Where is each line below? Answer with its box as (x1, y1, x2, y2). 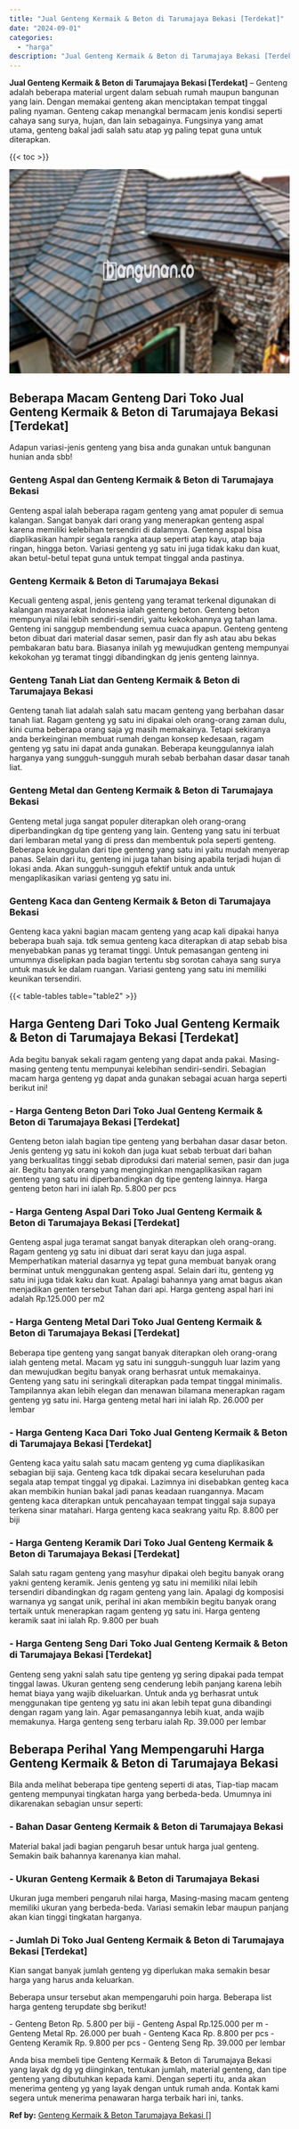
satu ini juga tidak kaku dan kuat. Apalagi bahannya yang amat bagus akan (9, 1274, 283, 1286)
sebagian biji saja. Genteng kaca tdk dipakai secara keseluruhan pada (9, 1467, 265, 1477)
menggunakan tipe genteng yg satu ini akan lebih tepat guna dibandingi (9, 1697, 272, 1708)
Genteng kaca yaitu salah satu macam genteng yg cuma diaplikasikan (9, 1457, 265, 1468)
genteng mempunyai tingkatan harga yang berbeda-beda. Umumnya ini (9, 1789, 272, 1800)
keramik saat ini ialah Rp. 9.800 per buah (9, 1615, 159, 1626)
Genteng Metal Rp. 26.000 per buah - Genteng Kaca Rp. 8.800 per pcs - (9, 2028, 275, 2039)
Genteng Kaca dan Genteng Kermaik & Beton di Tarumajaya (9, 895, 271, 907)
